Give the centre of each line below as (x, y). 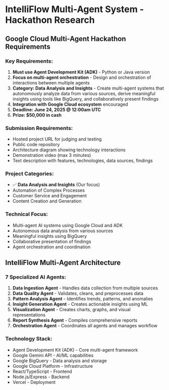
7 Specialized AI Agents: (36, 277)
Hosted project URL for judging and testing (57, 139)
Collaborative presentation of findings (52, 241)
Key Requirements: (29, 61)
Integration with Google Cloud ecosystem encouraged (70, 104)
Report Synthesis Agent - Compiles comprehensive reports (75, 320)
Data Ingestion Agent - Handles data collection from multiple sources (85, 288)
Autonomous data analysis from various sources (63, 231)
